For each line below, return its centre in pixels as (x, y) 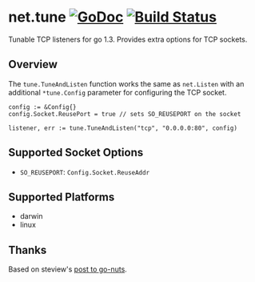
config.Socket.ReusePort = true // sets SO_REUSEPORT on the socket (125, 114)
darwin (31, 216)
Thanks (28, 250)
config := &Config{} (43, 107)
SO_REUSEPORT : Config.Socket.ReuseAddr (85, 171)
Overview (33, 64)
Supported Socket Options (76, 153)
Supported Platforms (62, 197)
